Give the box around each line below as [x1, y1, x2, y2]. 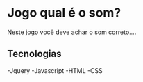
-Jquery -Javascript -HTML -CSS [7, 66, 103, 74]
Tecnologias [7, 48, 62, 60]
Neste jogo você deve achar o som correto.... [7, 28, 137, 36]
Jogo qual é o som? [7, 5, 121, 21]
